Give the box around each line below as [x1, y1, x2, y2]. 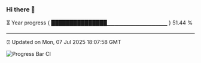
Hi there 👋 [6, 5, 36, 14]
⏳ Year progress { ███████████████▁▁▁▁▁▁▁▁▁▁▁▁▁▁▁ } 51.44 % [6, 19, 193, 26]
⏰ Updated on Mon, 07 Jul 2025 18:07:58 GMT [6, 39, 121, 46]
